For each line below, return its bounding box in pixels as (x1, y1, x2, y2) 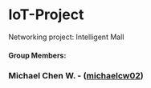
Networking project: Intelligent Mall (8, 32, 124, 42)
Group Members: (8, 50, 67, 60)
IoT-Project (8, 6, 84, 24)
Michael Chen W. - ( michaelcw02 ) (8, 70, 145, 82)
